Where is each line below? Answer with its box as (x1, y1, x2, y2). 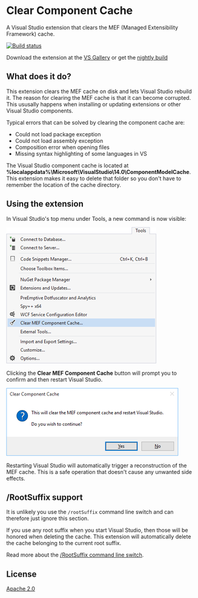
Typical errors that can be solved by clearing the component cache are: (6, 119, 185, 126)
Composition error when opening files (15, 144, 110, 151)
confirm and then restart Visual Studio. (6, 375, 103, 383)
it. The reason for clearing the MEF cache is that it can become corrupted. (6, 94, 191, 101)
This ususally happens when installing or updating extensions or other (6, 100, 181, 108)
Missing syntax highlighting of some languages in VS (15, 150, 147, 157)
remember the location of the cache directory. (6, 181, 121, 189)
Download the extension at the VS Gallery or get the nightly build (6, 54, 168, 61)
